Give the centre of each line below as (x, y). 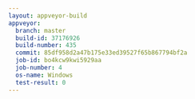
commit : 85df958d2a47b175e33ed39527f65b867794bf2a (101, 53)
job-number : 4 (39, 68)
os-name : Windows (44, 75)
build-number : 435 (46, 46)
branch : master (41, 30)
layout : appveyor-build (48, 16)
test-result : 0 (41, 82)
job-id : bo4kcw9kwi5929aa (59, 61)
